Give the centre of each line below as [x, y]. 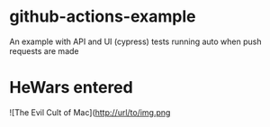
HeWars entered [71, 88]
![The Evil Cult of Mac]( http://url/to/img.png [90, 112]
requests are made [44, 50]
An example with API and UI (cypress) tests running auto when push [135, 41]
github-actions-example [103, 17]
